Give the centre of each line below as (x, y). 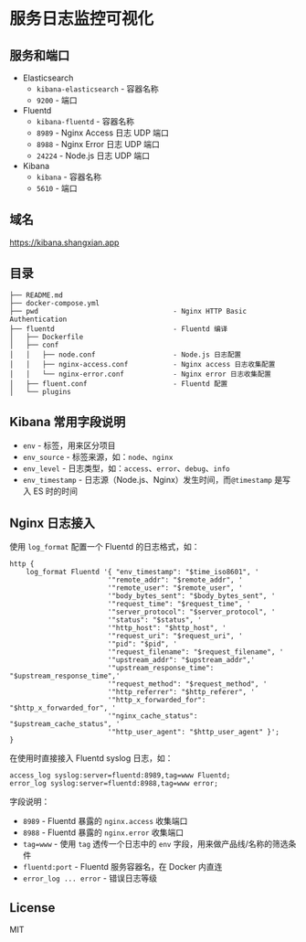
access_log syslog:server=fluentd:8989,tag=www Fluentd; (120, 776)
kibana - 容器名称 (69, 177)
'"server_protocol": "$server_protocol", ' (191, 612)
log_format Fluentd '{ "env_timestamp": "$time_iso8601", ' (142, 573)
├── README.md (37, 295)
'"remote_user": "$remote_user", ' (175, 588)
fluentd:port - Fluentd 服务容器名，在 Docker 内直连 (122, 867)
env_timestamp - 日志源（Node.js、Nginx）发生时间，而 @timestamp (147, 480)
